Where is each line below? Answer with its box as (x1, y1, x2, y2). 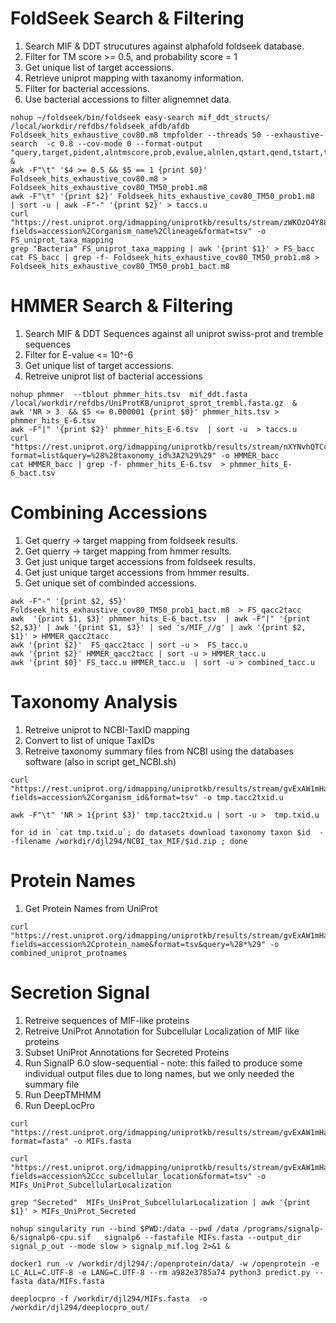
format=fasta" (10, 1136, 70, 1146)
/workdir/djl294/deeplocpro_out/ (10, 1302, 150, 1312)
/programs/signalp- (243, 1223, 325, 1234)
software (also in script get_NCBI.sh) (24, 755, 177, 767)
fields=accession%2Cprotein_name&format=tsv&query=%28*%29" (10, 939, 267, 949)
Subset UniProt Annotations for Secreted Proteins (24, 1046, 230, 1058)
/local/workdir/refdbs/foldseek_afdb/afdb (10, 121, 190, 131)
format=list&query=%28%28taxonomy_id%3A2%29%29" (10, 450, 217, 461)
